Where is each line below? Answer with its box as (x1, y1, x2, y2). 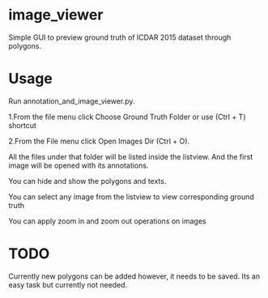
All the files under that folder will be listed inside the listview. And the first (8, 151, 253, 161)
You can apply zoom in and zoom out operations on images (8, 216, 206, 226)
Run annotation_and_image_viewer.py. (8, 96, 135, 106)
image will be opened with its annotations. (8, 160, 149, 170)
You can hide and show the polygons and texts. (8, 176, 167, 185)
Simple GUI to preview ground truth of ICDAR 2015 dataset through (8, 32, 232, 42)
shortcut (8, 120, 36, 130)
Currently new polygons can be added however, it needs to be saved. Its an (8, 271, 261, 281)
